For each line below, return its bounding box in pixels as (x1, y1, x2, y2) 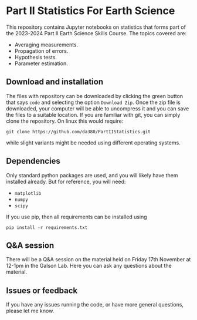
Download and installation (6, 77, 104, 87)
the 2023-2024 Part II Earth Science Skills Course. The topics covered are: (6, 29, 186, 36)
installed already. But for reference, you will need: (6, 178, 126, 185)
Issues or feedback (6, 285, 78, 295)
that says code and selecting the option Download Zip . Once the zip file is (6, 99, 181, 106)
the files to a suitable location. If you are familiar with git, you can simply (6, 111, 181, 118)
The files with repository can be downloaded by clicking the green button (6, 92, 184, 99)
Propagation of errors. (14, 47, 69, 54)
